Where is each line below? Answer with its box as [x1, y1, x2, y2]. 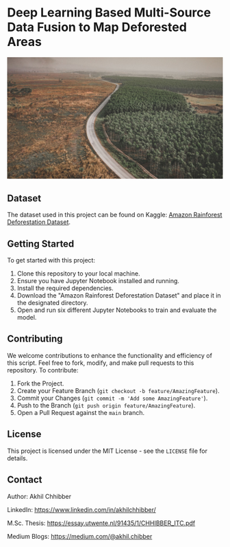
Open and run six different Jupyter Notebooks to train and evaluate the [16, 306, 217, 314]
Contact [7, 474, 42, 486]
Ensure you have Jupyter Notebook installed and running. [16, 277, 180, 285]
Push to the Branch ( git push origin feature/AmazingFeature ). [16, 401, 196, 410]
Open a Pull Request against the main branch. [16, 408, 145, 416]
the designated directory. [16, 299, 88, 307]
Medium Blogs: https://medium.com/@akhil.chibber [7, 532, 153, 540]
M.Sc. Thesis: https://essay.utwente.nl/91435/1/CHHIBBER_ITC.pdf [7, 519, 196, 527]
